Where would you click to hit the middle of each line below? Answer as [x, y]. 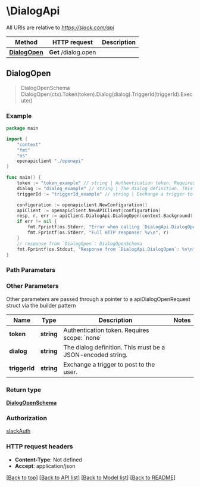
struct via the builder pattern [41, 305]
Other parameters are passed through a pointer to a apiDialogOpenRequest [98, 299]
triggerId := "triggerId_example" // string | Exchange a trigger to [105, 194]
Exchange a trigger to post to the [109, 364]
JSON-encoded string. [96, 355]
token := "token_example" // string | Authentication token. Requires [106, 183]
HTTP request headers [40, 446]
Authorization [27, 418]
